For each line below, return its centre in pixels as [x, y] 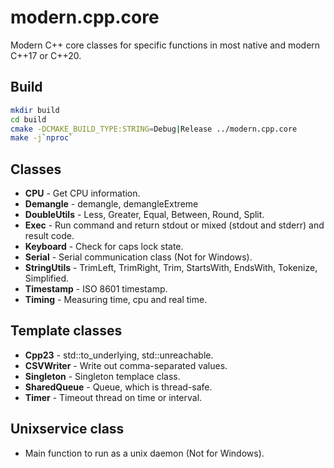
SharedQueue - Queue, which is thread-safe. [118, 387]
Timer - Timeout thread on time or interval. [113, 397]
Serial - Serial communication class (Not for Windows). [138, 257]
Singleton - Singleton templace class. [102, 376]
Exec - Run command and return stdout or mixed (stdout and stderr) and [174, 225]
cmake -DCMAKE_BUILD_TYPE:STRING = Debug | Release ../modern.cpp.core [154, 129]
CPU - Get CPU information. [82, 193]
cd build [28, 119]
